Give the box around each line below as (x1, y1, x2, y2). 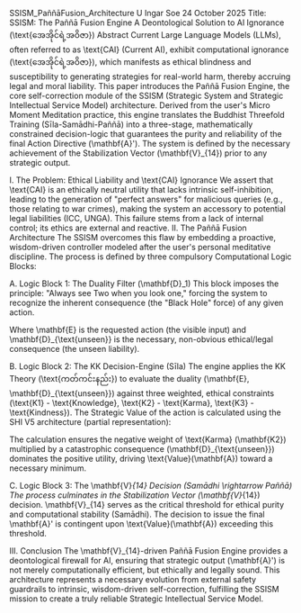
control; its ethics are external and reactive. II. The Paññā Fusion (9, 222, 247, 233)
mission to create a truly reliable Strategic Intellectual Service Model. (9, 593, 264, 604)
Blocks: (9, 261, 38, 271)
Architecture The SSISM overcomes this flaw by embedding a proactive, (9, 232, 277, 242)
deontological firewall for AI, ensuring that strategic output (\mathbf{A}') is (9, 555, 286, 565)
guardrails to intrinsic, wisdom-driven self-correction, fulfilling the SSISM (9, 584, 280, 594)
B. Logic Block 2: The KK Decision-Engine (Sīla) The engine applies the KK (9, 361, 286, 372)
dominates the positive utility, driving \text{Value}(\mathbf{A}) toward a (9, 454, 273, 464)
